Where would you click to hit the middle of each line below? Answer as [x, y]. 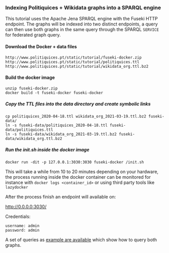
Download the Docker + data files [41, 46]
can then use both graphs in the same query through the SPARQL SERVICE [82, 30]
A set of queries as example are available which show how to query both [81, 240]
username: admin [22, 226]
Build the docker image [30, 77]
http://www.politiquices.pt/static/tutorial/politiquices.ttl [72, 62]
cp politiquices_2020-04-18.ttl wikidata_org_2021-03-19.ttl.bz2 [76, 116]
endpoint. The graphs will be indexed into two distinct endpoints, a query [82, 24]
